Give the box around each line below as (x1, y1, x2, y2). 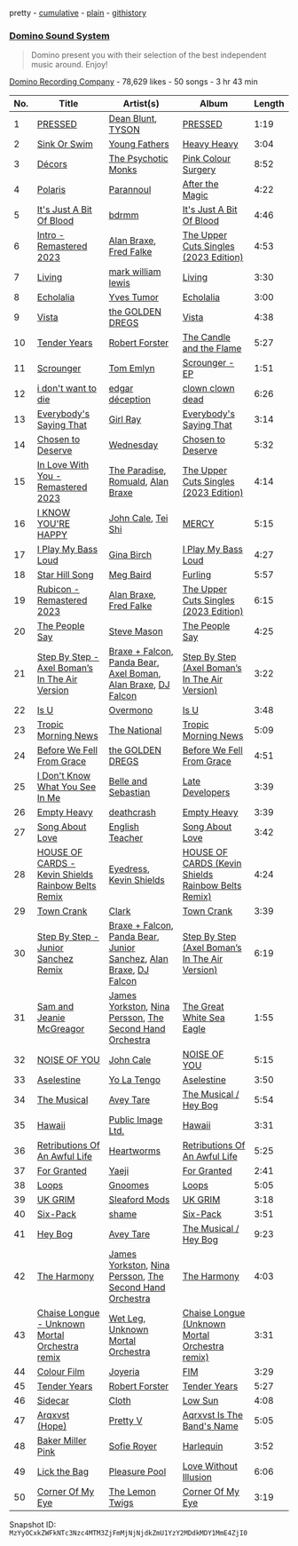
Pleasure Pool (108, 1465, 167, 1478)
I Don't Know (36, 770, 91, 782)
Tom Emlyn (108, 362, 155, 375)
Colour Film (36, 1366, 86, 1378)
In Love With (36, 459, 90, 472)
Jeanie (36, 1011, 66, 1024)
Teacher (108, 832, 144, 844)
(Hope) (36, 1420, 67, 1432)
